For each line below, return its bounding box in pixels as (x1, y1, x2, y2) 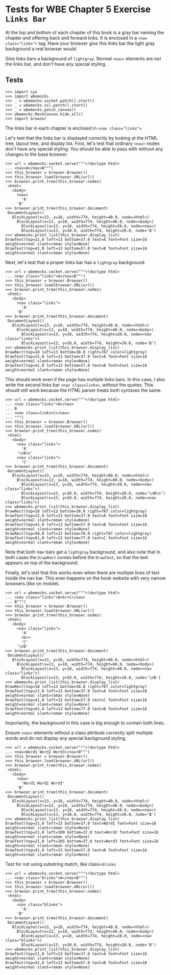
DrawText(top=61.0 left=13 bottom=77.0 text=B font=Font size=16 (5, 706, 147, 711)
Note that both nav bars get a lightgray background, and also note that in (5, 548, 161, 555)
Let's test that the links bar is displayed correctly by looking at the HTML (5, 135, 158, 141)
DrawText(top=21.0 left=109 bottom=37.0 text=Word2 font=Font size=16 (5, 830, 159, 835)
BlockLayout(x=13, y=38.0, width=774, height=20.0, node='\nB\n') (21, 491, 166, 496)
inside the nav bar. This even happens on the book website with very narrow (5, 575, 166, 581)
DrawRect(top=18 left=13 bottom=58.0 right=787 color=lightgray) (5, 684, 147, 689)
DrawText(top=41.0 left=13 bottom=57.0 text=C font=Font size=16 (5, 697, 147, 703)
